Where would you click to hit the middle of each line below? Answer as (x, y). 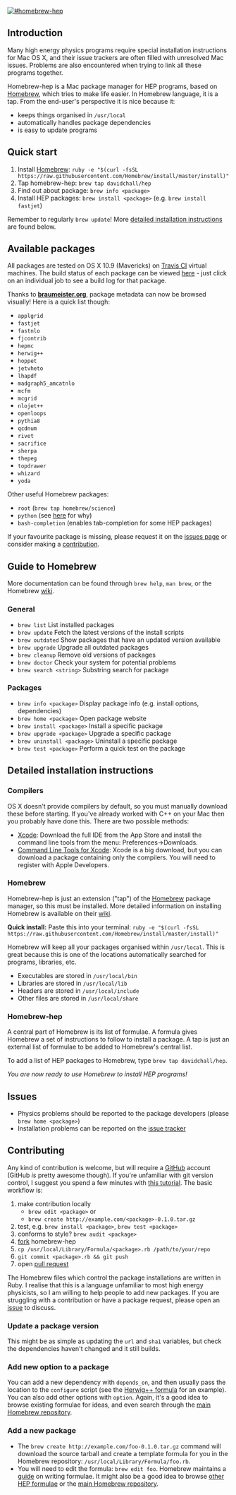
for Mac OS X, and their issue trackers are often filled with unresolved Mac (116, 57)
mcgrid (27, 399)
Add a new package (42, 1431)
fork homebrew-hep (46, 1241)
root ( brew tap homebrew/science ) (67, 508)
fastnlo (29, 331)
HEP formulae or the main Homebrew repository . (88, 1484)
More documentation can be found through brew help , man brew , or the (110, 583)
